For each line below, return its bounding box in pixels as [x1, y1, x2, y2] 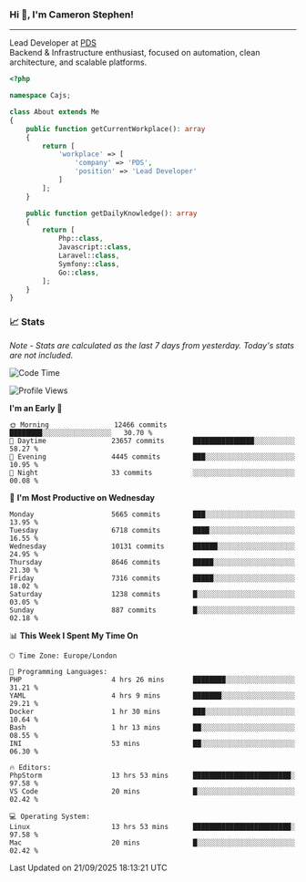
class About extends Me [9, 108, 100, 117]
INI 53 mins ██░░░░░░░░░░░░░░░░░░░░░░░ [9, 739, 296, 748]
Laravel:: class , [57, 251, 120, 261]
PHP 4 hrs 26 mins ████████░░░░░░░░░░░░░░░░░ [9, 675, 296, 684]
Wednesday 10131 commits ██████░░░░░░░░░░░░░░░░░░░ [9, 542, 296, 551]
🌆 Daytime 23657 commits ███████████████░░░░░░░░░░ [9, 436, 296, 445]
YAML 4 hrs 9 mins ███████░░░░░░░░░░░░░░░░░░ [9, 690, 296, 700]
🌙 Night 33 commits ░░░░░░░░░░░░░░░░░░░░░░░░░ [9, 468, 296, 477]
